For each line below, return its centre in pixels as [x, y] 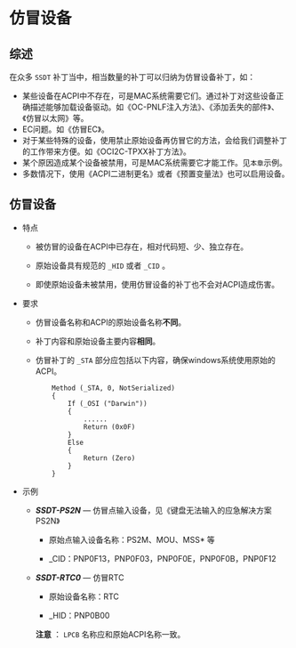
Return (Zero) [109, 458]
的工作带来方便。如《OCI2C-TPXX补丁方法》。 [106, 151]
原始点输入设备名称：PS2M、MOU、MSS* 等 [132, 539]
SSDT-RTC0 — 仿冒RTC [80, 577]
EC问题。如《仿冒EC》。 [65, 129]
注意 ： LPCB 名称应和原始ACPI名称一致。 [110, 634]
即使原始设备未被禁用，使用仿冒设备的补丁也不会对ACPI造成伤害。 [157, 284]
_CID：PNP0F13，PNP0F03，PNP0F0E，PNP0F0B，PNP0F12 [163, 558]
